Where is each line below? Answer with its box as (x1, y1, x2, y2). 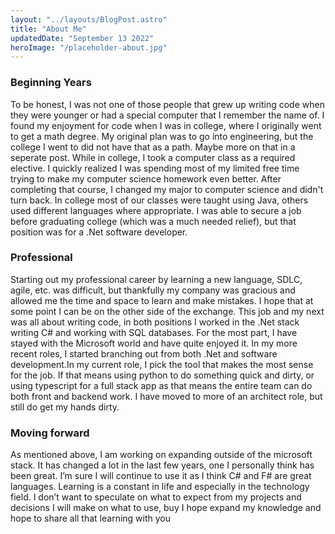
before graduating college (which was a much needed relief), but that (10, 215, 297, 227)
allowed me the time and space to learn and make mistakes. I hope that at (10, 294, 314, 306)
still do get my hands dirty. (10, 401, 120, 413)
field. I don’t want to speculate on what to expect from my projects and (10, 491, 302, 503)
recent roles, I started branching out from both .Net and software (10, 347, 278, 360)
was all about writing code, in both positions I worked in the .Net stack (10, 316, 300, 328)
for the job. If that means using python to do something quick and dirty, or (10, 369, 315, 381)
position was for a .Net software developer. (10, 226, 188, 238)
